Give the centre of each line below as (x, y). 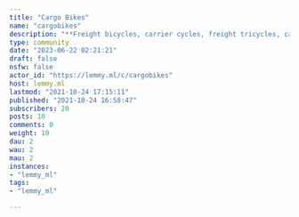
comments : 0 (31, 125)
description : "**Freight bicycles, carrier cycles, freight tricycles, (145, 34)
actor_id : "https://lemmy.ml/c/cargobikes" (91, 76)
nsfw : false (31, 68)
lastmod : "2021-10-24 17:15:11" (69, 92)
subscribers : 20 (39, 108)
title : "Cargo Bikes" (49, 17)
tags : (19, 183)
